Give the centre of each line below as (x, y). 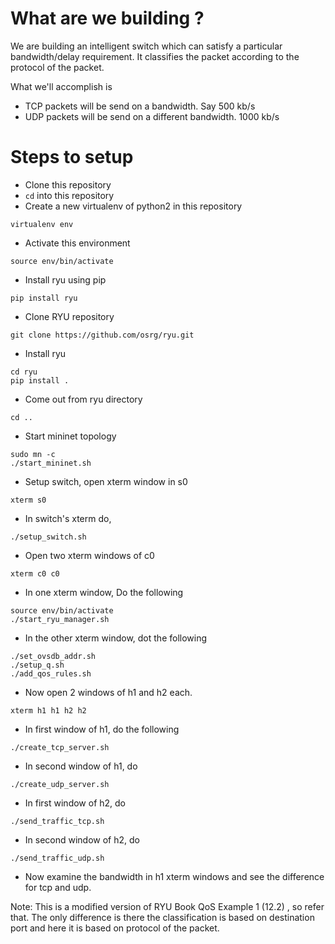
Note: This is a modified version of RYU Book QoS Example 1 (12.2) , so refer (167, 906)
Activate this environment (77, 243)
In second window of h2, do (82, 839)
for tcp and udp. (58, 887)
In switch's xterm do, (68, 518)
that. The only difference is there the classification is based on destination (162, 917)
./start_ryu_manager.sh (60, 619)
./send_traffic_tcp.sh (57, 821)
